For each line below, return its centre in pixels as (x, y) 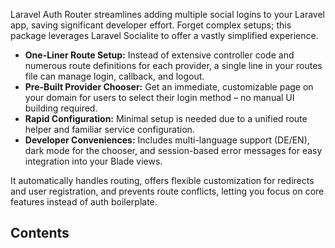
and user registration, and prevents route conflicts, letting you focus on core (167, 191)
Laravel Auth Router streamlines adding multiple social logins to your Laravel (167, 14)
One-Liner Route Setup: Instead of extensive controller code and (159, 55)
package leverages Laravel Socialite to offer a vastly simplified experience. (164, 35)
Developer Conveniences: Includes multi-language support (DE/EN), (167, 140)
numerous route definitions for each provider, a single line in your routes (173, 65)
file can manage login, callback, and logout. (114, 76)
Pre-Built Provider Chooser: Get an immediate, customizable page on (169, 87)
